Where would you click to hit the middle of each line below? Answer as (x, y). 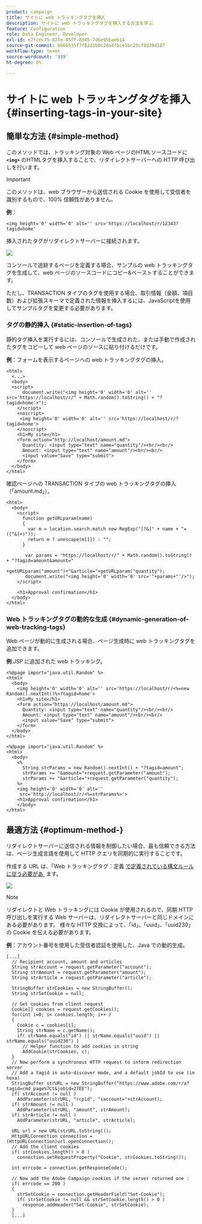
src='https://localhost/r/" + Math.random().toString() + (80, 397)
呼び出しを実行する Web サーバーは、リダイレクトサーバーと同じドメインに (100, 917)
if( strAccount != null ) (44, 1094)
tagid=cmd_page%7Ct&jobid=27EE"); (50, 1088)
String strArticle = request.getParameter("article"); (82, 978)
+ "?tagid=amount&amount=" (40, 560)
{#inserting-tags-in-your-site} (84, 113)
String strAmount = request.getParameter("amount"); (79, 972)
